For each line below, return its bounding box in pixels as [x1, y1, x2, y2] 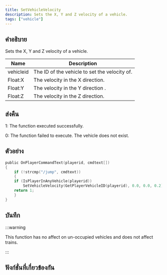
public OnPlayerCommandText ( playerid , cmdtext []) [5, 160, 110, 165]
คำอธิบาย [5, 35, 27, 43]
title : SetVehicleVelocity [5, 7, 61, 12]
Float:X [7, 77, 24, 84]
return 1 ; [14, 188, 35, 193]
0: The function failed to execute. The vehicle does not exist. [5, 133, 129, 138]
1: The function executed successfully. [5, 123, 84, 129]
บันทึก [5, 211, 20, 220]
